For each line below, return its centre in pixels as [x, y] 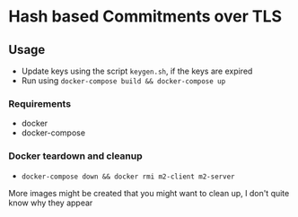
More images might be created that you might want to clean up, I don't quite [149, 193]
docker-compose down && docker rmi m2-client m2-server [128, 177]
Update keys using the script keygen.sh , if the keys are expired [137, 71]
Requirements [40, 103]
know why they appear [51, 203]
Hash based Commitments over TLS [145, 17]
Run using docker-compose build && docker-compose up [123, 81]
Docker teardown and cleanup [75, 156]
